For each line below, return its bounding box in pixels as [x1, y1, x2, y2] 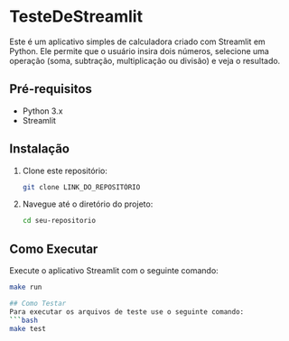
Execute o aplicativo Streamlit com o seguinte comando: [9, 265, 219, 276]
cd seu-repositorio [22, 217, 97, 226]
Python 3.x [22, 106, 63, 116]
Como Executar [9, 241, 98, 256]
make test [9, 324, 47, 333]
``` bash [9, 316, 39, 325]
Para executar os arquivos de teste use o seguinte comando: [9, 307, 245, 317]
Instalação [9, 142, 70, 157]
